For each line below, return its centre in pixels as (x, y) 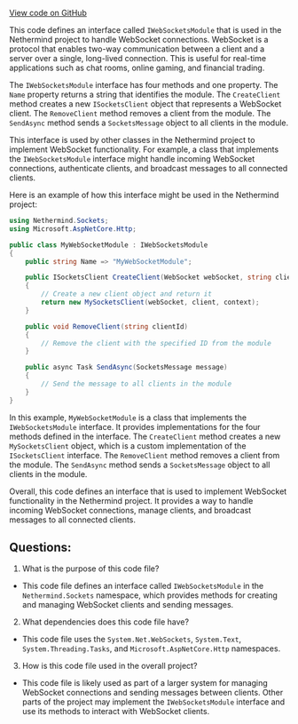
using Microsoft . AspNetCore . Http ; (73, 229)
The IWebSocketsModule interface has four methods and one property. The (144, 85)
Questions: (40, 548)
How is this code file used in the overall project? (110, 666)
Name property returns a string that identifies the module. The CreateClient (145, 94)
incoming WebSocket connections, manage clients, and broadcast (130, 510)
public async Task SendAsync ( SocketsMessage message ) (126, 368)
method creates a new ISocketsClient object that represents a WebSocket (145, 104)
